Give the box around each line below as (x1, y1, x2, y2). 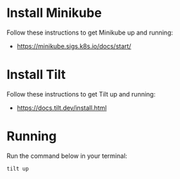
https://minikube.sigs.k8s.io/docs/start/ (16, 42, 131, 50)
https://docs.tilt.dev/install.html (16, 104, 107, 112)
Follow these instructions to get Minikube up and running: (6, 28, 174, 37)
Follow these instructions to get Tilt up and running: (6, 89, 156, 98)
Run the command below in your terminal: (6, 152, 128, 160)
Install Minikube (6, 5, 103, 21)
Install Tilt (6, 67, 66, 82)
